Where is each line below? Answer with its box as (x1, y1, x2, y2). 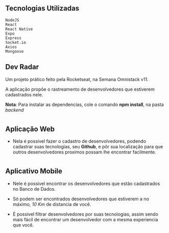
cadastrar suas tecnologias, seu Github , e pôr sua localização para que (12, 144, 163, 150)
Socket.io (5, 40, 27, 45)
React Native (5, 27, 33, 32)
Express (5, 35, 22, 40)
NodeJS (5, 17, 19, 22)
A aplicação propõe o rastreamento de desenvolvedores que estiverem (5, 86, 155, 92)
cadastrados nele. (5, 91, 43, 97)
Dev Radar (5, 63, 39, 71)
